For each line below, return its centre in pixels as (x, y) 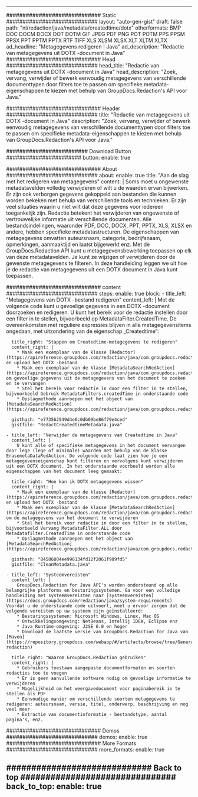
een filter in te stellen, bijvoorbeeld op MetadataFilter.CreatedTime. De (91, 319)
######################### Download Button (69, 151)
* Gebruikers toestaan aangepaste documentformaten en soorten (96, 668)
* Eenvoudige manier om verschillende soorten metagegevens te (96, 699)
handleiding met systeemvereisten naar (55, 595)
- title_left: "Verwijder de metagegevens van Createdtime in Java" (92, 435)
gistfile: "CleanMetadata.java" (51, 565)
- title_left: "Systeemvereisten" (49, 575)
